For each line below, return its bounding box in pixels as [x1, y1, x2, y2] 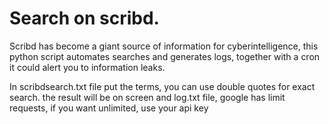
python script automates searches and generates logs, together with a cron [9, 50, 321, 62]
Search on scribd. [9, 7, 160, 30]
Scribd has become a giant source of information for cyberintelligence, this [9, 40, 319, 52]
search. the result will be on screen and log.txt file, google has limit [9, 91, 286, 103]
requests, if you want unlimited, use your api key [9, 102, 209, 114]
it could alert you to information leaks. [9, 61, 166, 73]
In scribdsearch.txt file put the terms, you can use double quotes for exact [9, 80, 316, 92]
